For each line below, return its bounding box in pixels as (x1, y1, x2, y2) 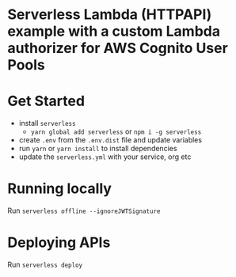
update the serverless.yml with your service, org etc (18, 152, 192, 161)
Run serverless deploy (7, 260, 83, 269)
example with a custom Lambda (7, 22, 221, 40)
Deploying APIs (7, 233, 111, 252)
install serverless (18, 119, 76, 128)
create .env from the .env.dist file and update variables (18, 135, 203, 145)
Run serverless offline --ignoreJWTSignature (7, 206, 161, 215)
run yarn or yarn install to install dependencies (18, 144, 177, 154)
